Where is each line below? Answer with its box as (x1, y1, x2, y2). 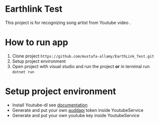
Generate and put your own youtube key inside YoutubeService (12, 112, 140, 118)
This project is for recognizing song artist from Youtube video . (5, 20, 131, 25)
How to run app (5, 37, 68, 48)
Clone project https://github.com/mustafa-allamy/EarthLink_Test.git (12, 53, 155, 59)
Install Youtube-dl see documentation (12, 102, 88, 108)
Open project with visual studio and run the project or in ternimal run (12, 63, 150, 69)
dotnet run (12, 70, 35, 74)
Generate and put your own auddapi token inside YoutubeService (12, 107, 144, 113)
